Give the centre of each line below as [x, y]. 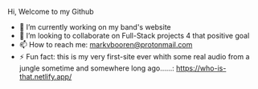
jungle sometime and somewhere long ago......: [96, 68]
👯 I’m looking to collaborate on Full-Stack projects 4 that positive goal [134, 36]
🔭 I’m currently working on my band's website [95, 27]
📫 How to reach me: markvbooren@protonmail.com [106, 44]
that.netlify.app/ [45, 77]
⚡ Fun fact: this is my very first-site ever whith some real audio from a [134, 57]
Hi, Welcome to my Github [51, 12]
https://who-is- [201, 68]
